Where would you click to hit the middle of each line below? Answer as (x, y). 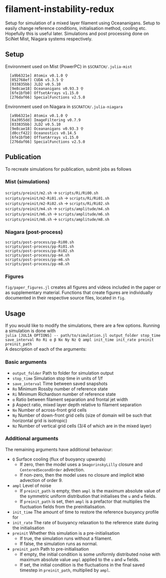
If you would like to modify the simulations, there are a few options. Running (83, 326)
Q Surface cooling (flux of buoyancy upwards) (59, 459)
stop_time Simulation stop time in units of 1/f (57, 378)
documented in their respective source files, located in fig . (65, 298)
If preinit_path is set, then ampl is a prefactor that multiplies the (85, 501)
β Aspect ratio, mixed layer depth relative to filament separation (77, 404)
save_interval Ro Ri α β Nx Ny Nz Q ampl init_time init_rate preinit (80, 340)
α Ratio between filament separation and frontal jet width (70, 399)
